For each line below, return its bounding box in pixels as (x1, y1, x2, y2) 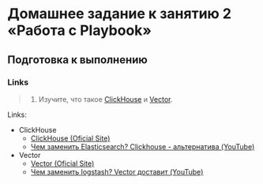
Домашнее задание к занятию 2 (7, 5, 232, 23)
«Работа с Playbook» (7, 21, 152, 39)
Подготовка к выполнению (7, 53, 148, 66)
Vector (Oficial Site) (30, 159, 95, 168)
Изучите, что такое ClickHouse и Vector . (38, 94, 173, 103)
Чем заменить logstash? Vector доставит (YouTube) (30, 167, 204, 176)
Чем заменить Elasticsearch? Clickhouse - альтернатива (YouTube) (30, 141, 255, 151)
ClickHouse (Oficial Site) (30, 133, 111, 143)
